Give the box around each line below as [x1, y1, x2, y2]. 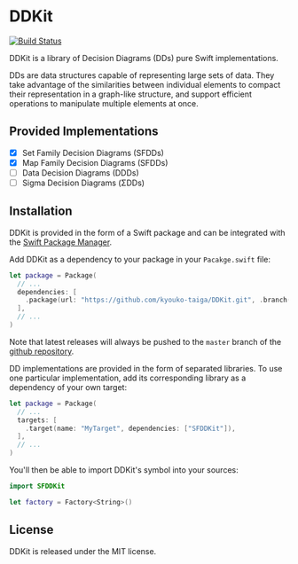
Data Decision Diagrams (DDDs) [21, 167, 139, 178]
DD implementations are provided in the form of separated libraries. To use [9, 363, 283, 373]
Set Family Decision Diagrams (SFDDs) [21, 147, 164, 158]
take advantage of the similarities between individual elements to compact [9, 79, 281, 90]
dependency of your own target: [9, 381, 127, 392]
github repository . [9, 346, 74, 356]
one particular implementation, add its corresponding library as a [9, 372, 247, 383]
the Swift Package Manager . [9, 237, 113, 247]
